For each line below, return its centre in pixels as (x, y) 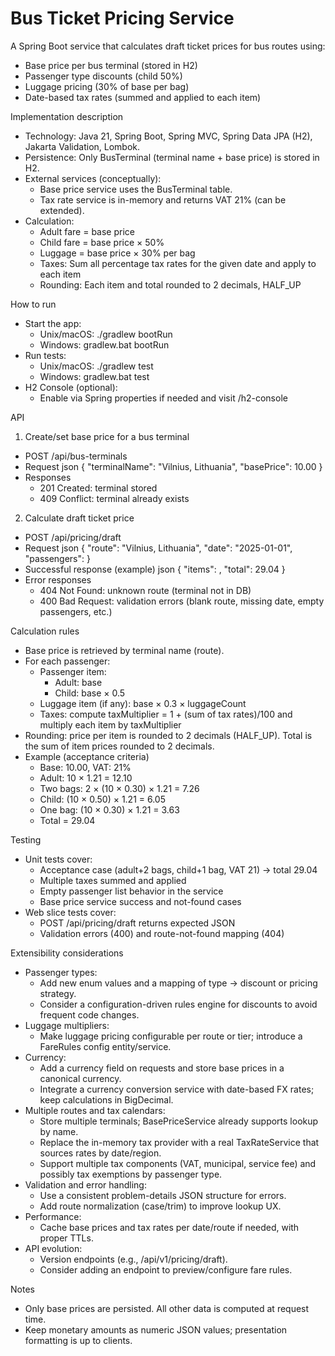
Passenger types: (61, 972)
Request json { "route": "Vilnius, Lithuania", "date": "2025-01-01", (158, 548)
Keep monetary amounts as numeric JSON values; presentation (156, 1329)
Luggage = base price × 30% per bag (117, 253)
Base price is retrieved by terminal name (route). (124, 650)
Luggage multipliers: (67, 1025)
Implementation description (67, 116)
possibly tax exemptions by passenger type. (131, 1174)
